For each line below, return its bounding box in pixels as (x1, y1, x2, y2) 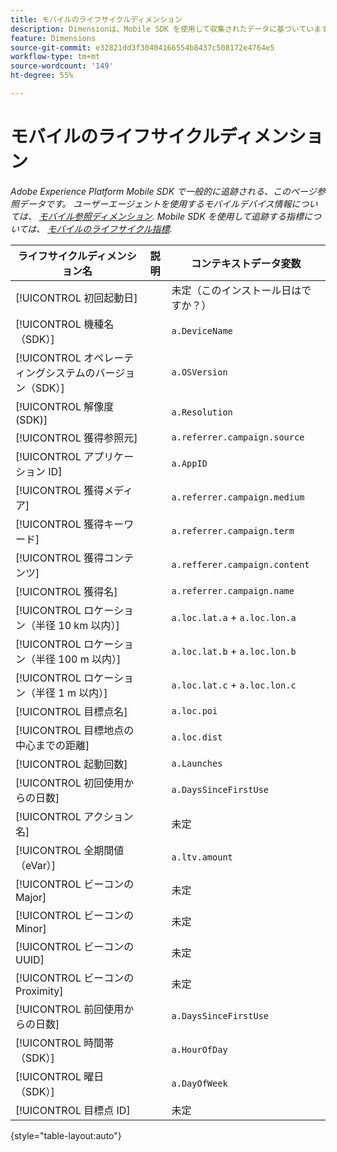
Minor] (15, 921, 47, 935)
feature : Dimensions (10, 33, 97, 43)
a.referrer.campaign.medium (171, 491, 305, 503)
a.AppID (171, 457, 208, 469)
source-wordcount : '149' (10, 61, 114, 71)
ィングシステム (15, 366, 86, 380)
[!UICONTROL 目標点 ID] (15, 1103, 131, 1117)
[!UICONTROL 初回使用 (15, 776, 125, 790)
